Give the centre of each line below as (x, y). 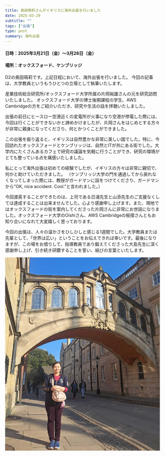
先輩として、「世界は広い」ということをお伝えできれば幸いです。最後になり (81, 238)
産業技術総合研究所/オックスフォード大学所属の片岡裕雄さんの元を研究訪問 (81, 94)
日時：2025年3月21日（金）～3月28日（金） (51, 53)
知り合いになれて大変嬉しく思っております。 (50, 221)
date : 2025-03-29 (23, 15)
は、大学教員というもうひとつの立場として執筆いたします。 (65, 83)
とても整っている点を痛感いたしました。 (46, 158)
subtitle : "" (18, 21)
